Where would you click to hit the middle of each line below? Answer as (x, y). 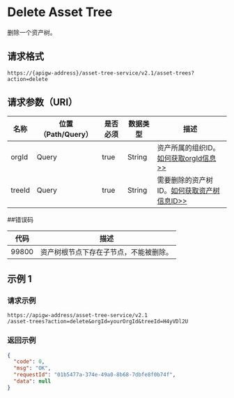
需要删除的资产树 (185, 180)
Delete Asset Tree (60, 12)
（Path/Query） (66, 134)
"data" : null (32, 381)
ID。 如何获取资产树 (189, 191)
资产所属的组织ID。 (189, 147)
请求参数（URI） (42, 102)
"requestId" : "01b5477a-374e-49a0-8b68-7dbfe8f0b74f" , (95, 375)
